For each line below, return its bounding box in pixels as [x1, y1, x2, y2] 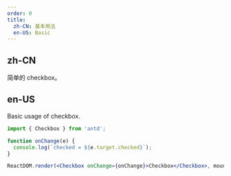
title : [7, 16, 26, 23]
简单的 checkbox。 [7, 73, 61, 82]
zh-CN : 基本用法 [13, 23, 56, 29]
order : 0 [7, 10, 32, 17]
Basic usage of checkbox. [7, 112, 80, 120]
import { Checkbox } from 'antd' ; [7, 125, 107, 132]
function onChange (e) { [7, 138, 76, 144]
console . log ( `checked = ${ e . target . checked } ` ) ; [13, 144, 153, 151]
